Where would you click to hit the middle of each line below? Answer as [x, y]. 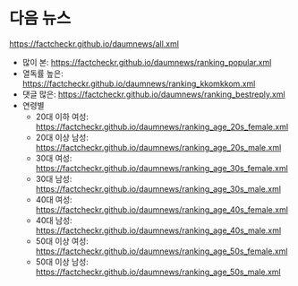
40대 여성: [54, 199]
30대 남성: [54, 178]
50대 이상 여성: [62, 241]
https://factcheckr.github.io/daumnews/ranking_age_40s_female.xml [162, 209]
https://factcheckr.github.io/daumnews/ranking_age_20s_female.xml [162, 126]
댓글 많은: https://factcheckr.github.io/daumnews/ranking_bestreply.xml [153, 94]
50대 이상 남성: [62, 262]
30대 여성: [54, 158]
